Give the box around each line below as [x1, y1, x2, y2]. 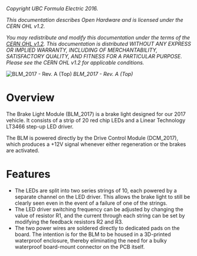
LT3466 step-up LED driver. [6, 123, 74, 130]
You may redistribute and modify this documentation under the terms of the [6, 34, 191, 41]
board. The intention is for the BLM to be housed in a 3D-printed [14, 231, 171, 238]
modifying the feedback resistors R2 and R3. [14, 218, 123, 225]
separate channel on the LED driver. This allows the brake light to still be [14, 193, 191, 200]
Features [6, 168, 51, 181]
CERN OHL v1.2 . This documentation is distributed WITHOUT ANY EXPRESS [6, 41, 192, 47]
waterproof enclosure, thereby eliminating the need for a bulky [14, 237, 167, 244]
